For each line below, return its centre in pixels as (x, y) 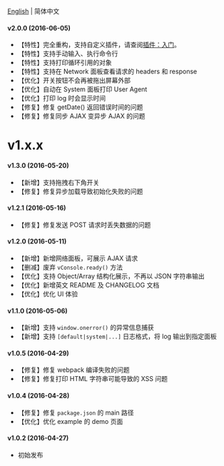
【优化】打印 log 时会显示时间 (62, 98)
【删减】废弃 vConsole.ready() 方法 (70, 267)
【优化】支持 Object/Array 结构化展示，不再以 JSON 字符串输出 (111, 276)
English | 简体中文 (34, 11)
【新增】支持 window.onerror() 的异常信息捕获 (86, 328)
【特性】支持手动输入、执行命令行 (68, 54)
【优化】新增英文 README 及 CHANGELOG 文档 (88, 285)
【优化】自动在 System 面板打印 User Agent (82, 89)
